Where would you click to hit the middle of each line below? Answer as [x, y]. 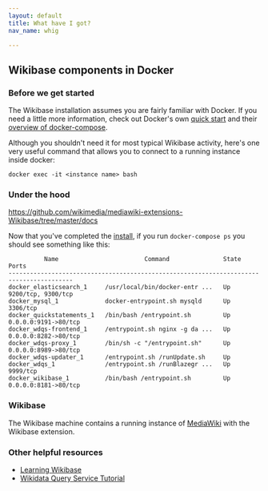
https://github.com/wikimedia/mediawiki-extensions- [96, 212]
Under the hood [39, 195]
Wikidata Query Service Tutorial [72, 478]
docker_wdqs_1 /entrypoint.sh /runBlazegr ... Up [119, 364]
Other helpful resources [56, 452]
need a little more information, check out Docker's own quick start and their [133, 119]
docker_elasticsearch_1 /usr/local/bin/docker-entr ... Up [119, 288]
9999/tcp [23, 372]
